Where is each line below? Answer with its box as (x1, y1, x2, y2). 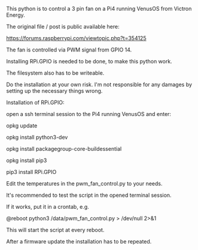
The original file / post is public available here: (6, 23, 120, 30)
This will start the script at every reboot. (6, 227, 105, 233)
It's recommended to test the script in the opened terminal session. (6, 191, 172, 199)
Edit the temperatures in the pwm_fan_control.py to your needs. (6, 180, 163, 187)
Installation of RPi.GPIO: (6, 99, 65, 106)
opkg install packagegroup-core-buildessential (6, 145, 122, 152)
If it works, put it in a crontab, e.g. (6, 203, 90, 210)
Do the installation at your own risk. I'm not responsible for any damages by (6, 81, 193, 88)
